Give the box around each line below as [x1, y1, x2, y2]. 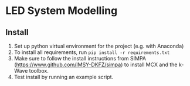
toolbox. [29, 67, 49, 74]
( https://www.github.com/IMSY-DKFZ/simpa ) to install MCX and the [13, 61, 178, 68]
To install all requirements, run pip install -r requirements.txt [13, 49, 170, 56]
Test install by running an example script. [13, 74, 114, 80]
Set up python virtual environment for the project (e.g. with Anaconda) [13, 42, 184, 49]
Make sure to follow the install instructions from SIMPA [13, 55, 146, 62]
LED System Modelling [5, 4, 118, 17]
